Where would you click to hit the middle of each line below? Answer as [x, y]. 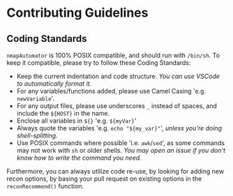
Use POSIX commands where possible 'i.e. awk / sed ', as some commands [120, 143]
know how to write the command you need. [79, 158]
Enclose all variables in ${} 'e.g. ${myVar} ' [76, 121]
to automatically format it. [54, 84]
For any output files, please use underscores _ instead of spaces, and [117, 106]
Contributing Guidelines [77, 13]
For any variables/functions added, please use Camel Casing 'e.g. [111, 91]
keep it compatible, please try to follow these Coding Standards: [99, 63]
